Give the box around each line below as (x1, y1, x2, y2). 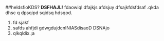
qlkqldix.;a (12, 30, 35, 36)
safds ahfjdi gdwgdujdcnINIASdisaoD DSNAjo (12, 25, 110, 31)
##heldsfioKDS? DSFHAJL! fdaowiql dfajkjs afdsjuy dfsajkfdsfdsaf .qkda (5, 5, 159, 10)
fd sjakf (12, 20, 29, 25)
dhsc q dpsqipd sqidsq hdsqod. (5, 10, 72, 16)
